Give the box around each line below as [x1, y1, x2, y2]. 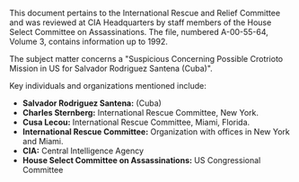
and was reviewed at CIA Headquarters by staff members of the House [9, 17, 272, 28]
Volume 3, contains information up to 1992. [9, 36, 169, 47]
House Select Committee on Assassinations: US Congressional [22, 155, 261, 165]
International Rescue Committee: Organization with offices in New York [22, 126, 290, 137]
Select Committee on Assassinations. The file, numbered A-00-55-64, [9, 27, 269, 37]
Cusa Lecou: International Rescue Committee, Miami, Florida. [22, 117, 251, 127]
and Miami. [22, 136, 65, 146]
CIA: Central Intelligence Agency [22, 145, 145, 156]
